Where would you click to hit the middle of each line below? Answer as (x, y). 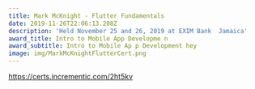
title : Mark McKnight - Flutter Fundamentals (86, 16)
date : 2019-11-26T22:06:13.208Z (63, 23)
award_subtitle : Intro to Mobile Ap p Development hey (103, 46)
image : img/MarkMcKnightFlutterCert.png (78, 53)
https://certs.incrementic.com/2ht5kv (71, 76)
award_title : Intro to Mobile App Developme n (88, 38)
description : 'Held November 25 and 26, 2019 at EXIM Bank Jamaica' (128, 31)
